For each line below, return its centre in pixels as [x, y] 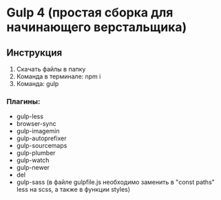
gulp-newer [33, 168]
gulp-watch [33, 160]
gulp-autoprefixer [41, 138]
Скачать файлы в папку [51, 69]
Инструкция [34, 53]
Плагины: [23, 101]
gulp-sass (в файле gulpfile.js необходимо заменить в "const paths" [115, 182]
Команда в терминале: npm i [59, 76]
